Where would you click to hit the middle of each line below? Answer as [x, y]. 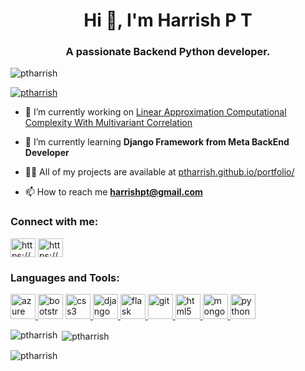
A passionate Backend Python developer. [168, 52]
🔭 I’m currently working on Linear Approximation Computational [155, 112]
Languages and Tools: [65, 277]
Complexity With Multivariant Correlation [108, 123]
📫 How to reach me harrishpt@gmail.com [113, 192]
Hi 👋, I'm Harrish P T [168, 20]
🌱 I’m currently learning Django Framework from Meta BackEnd [157, 142]
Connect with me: [54, 222]
